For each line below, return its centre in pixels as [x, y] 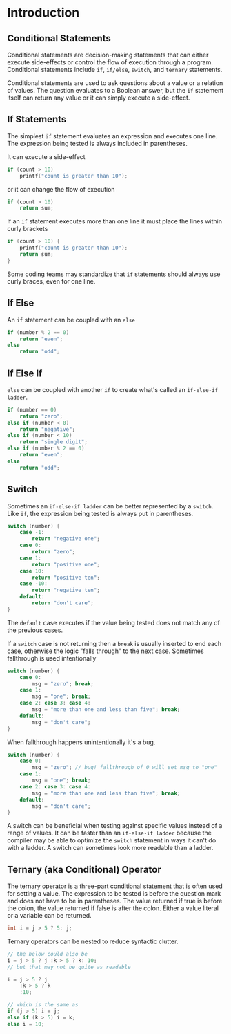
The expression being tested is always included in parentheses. [97, 143]
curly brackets [28, 229]
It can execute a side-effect [46, 156]
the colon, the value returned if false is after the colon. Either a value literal [113, 908]
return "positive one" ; [66, 564]
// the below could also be [48, 954]
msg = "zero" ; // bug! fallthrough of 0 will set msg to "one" [124, 768]
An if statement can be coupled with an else [71, 320]
